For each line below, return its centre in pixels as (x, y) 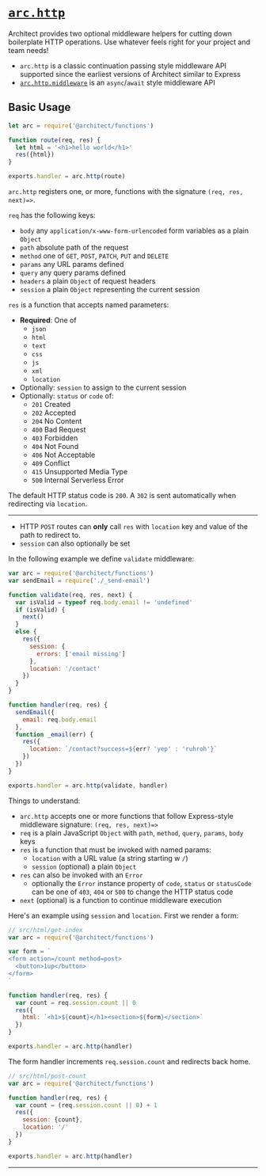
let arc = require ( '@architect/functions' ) (81, 126)
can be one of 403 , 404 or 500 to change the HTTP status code (132, 892)
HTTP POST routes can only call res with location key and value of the (133, 527)
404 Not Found (55, 446)
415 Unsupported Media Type (80, 472)
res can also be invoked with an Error (82, 875)
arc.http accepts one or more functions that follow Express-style (126, 816)
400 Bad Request (59, 430)
